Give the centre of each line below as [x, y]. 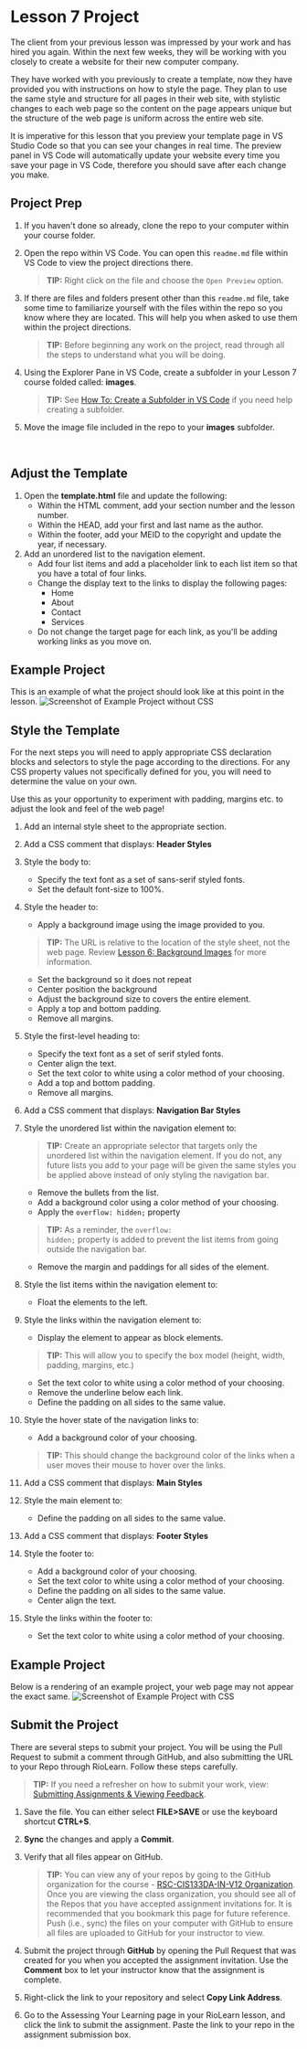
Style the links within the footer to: [88, 1619]
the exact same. [41, 1696]
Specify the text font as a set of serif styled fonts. [130, 1054]
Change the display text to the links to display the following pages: [162, 583]
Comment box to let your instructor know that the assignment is [144, 1969]
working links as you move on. [94, 641]
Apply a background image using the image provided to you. [151, 925]
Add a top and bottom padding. [96, 1083]
